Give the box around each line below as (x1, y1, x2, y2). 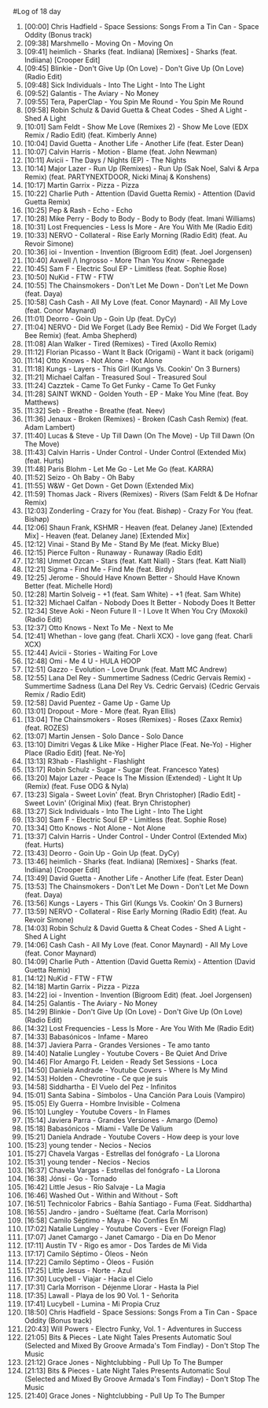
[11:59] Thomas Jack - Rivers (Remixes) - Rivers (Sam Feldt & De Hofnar (24, 489, 259, 498)
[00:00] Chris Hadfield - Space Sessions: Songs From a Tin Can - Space (24, 22, 259, 31)
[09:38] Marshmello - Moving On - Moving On (24, 38, 174, 48)
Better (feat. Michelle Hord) (24, 581, 113, 590)
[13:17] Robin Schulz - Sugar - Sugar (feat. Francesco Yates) (24, 765, 219, 774)
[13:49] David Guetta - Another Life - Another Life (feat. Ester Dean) (24, 874, 244, 882)
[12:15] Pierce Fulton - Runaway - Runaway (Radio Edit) (24, 548, 204, 557)
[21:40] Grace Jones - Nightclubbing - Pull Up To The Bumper (24, 1391, 226, 1400)
